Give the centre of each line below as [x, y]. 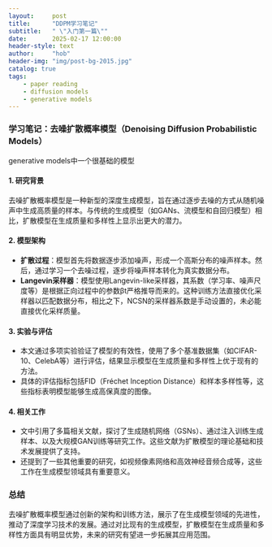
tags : [17, 76]
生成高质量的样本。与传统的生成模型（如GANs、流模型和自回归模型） [139, 210]
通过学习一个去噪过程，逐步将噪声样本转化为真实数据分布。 [134, 270]
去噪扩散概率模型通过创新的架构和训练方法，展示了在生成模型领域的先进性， [136, 514]
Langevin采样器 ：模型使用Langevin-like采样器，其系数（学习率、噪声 [137, 280]
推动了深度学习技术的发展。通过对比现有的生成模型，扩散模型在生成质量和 [133, 524]
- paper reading [51, 84]
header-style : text [41, 46]
